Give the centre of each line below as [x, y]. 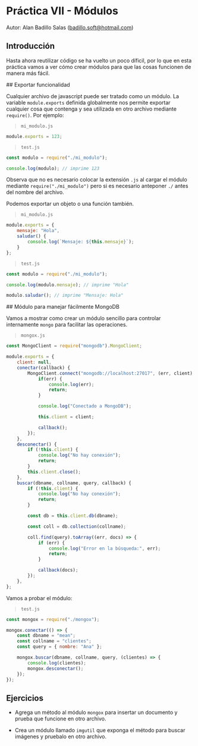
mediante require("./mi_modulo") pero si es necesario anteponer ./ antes [97, 186]
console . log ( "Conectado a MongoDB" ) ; [85, 406]
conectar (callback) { [43, 368]
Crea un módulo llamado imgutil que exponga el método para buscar [100, 731]
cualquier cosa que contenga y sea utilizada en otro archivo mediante [92, 109]
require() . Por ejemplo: [35, 115]
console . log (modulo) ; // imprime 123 [53, 168]
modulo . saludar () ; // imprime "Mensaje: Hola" [65, 296]
